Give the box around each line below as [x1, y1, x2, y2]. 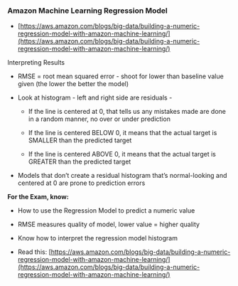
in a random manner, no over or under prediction [28, 115, 171, 123]
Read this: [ [17, 248, 51, 256]
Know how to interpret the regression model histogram [17, 234, 178, 243]
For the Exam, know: [7, 193, 69, 201]
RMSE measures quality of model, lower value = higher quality [17, 220, 200, 229]
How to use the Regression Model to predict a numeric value [17, 206, 195, 215]
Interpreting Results [7, 58, 65, 67]
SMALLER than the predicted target [28, 136, 132, 144]
